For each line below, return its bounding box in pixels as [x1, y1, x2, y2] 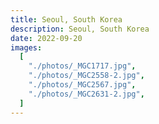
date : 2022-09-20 [10, 33, 83, 43]
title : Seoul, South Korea [10, 14, 123, 25]
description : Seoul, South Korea [10, 24, 150, 34]
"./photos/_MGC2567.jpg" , [28, 80, 137, 90]
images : [10, 42, 43, 53]
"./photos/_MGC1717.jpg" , [28, 61, 137, 71]
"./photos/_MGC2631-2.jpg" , [28, 89, 145, 99]
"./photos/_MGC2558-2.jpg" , [28, 71, 145, 81]
